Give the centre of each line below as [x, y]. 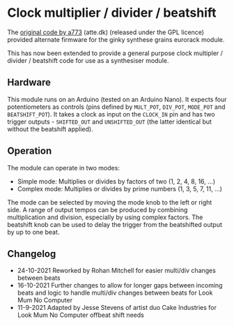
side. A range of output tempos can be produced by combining [97, 209]
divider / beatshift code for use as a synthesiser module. [88, 60]
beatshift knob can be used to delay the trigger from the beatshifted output [115, 224]
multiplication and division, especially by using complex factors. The [105, 217]
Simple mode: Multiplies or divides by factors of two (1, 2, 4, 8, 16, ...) [116, 181]
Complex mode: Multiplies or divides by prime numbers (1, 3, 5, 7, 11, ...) [120, 188]
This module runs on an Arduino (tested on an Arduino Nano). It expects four [117, 99]
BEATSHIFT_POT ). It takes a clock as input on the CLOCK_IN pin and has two [111, 114]
